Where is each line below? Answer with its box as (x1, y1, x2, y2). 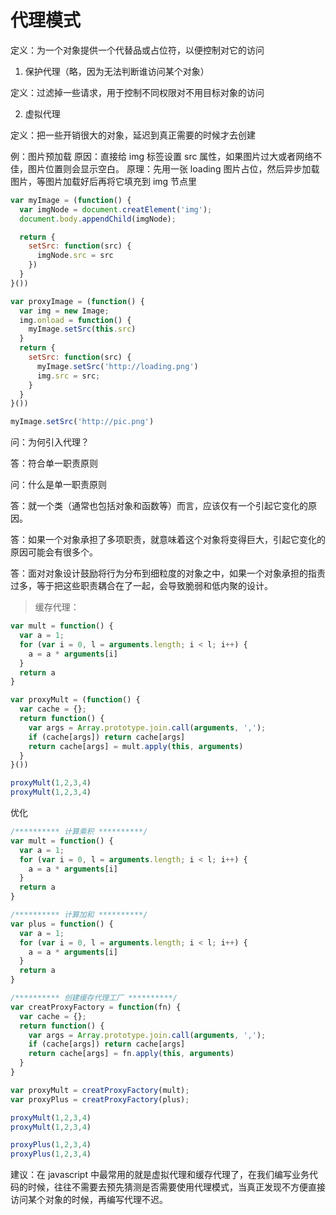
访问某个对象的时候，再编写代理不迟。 (10, 1194, 168, 1206)
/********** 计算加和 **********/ (10, 910, 148, 920)
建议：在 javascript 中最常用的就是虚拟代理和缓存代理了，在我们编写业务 (10, 1169, 310, 1181)
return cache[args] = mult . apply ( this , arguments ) (28, 741, 244, 751)
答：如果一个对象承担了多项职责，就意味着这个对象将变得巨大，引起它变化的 (10, 534, 326, 546)
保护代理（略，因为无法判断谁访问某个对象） (24, 65, 210, 77)
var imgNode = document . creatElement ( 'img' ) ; (19, 204, 213, 215)
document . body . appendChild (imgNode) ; (19, 214, 177, 224)
